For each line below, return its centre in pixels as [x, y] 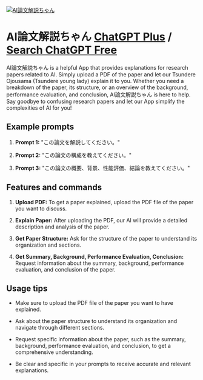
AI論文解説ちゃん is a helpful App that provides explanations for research [97, 67]
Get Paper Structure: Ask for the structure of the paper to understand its [106, 238]
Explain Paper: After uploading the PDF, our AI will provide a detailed [101, 220]
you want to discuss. [41, 208]
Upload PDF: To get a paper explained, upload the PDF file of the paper [104, 202]
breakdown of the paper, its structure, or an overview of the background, [97, 87]
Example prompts [40, 127]
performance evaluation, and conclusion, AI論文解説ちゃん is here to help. [98, 95]
